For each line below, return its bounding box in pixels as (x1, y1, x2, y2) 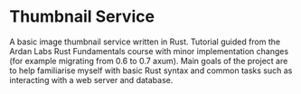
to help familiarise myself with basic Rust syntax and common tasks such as (9, 65, 293, 76)
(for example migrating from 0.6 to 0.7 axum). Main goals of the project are (9, 55, 288, 66)
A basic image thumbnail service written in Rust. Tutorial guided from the (9, 36, 281, 47)
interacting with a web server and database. (9, 74, 174, 85)
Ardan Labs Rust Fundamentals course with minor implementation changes (9, 45, 289, 56)
